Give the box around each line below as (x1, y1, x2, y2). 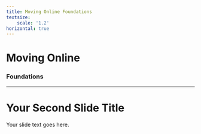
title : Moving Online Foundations (6, 8, 93, 15)
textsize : (6, 14, 31, 20)
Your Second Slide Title (6, 101, 124, 114)
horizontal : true (6, 25, 50, 32)
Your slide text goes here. (6, 121, 70, 128)
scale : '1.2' (17, 20, 50, 26)
